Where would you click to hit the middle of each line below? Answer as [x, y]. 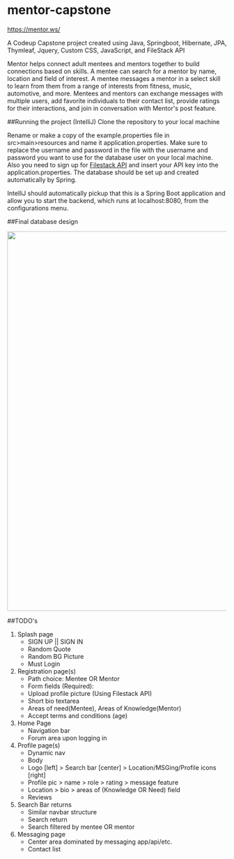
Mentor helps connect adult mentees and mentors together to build [103, 63]
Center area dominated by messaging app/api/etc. [100, 842]
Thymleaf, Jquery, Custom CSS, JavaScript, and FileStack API [96, 50]
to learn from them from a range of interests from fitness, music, [100, 86]
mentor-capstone [59, 10]
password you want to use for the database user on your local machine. [110, 157]
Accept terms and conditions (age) [78, 715]
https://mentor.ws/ [34, 29]
